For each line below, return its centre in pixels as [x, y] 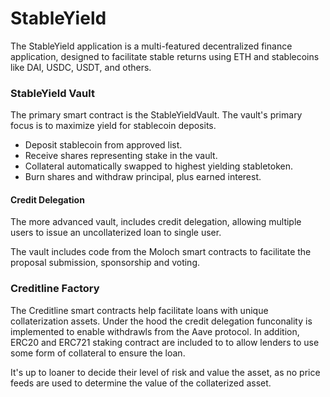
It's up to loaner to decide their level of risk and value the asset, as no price [165, 372]
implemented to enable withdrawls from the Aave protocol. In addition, [155, 331]
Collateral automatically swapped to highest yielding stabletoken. [159, 166]
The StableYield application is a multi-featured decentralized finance [151, 46]
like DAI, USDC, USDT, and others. [81, 67]
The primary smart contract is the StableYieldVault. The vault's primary [156, 115]
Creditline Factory [55, 289]
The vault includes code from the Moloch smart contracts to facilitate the [161, 252]
